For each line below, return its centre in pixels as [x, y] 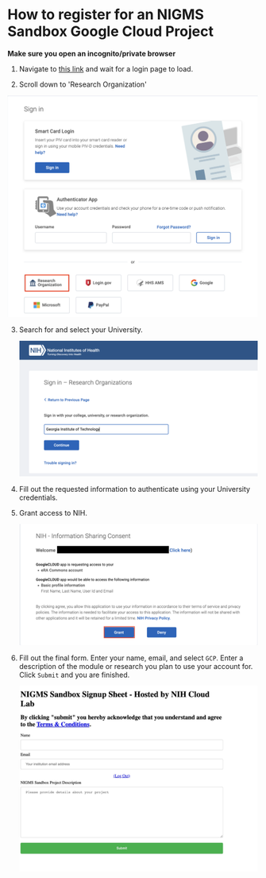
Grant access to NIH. [53, 513]
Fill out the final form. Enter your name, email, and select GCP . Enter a [131, 658]
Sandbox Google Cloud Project [110, 31]
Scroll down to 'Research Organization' [83, 84]
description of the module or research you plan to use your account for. [136, 667]
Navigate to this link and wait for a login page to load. [106, 68]
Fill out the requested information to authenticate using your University [135, 489]
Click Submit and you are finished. [74, 675]
